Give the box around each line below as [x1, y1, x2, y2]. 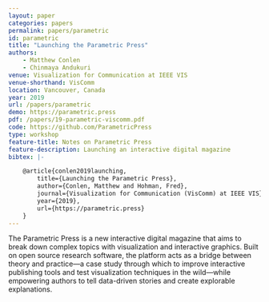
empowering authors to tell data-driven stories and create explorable [8, 276, 235, 286]
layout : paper [8, 11, 56, 20]
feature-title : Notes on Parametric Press [8, 137, 152, 146]
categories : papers [8, 19, 74, 27]
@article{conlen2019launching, [22, 167, 127, 176]
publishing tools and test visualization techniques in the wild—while [8, 268, 231, 277]
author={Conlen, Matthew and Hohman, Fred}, [37, 182, 188, 190]
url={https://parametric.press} [37, 205, 146, 213]
